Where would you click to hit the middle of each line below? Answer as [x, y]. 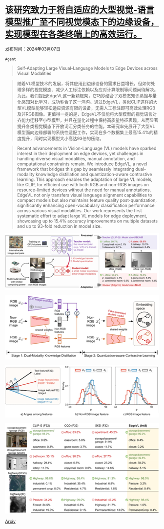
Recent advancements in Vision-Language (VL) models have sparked [87, 148]
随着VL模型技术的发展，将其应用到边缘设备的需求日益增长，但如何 [84, 83]
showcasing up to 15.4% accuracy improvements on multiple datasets [87, 221]
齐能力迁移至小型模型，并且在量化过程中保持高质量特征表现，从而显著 [88, 120]
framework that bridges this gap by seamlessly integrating [76, 169]
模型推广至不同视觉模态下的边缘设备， [82, 22]
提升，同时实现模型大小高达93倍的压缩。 [62, 138]
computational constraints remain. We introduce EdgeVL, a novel [82, 164]
